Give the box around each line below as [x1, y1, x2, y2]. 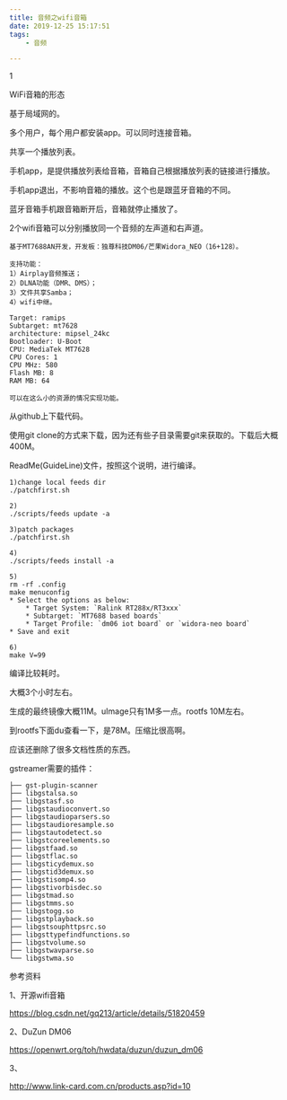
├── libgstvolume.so [9, 938, 87, 947]
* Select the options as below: [9, 596, 130, 605]
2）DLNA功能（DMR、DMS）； [9, 279, 98, 288]
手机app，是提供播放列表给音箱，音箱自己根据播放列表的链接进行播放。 [9, 165, 275, 176]
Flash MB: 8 [9, 369, 54, 378]
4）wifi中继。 [9, 298, 57, 307]
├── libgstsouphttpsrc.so [9, 922, 106, 932]
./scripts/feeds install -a [9, 557, 115, 566]
